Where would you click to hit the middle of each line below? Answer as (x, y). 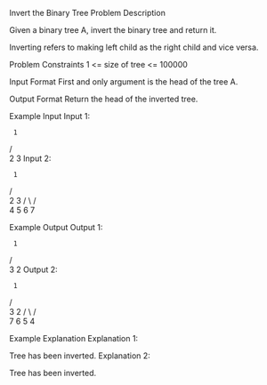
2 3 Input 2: (30, 158)
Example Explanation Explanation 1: (74, 338)
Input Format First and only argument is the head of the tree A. (124, 82)
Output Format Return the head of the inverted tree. (104, 99)
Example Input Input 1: (50, 116)
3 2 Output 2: (33, 269)
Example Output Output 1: (56, 227)
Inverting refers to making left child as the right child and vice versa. (134, 47)
